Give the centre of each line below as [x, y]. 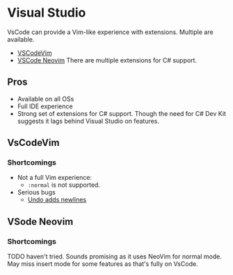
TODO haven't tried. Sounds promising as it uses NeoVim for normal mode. [115, 257]
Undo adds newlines [57, 200]
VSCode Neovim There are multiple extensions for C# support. [107, 60]
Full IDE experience [45, 106]
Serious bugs [36, 192]
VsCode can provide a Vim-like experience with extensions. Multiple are [110, 32]
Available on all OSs [46, 99]
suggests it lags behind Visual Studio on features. [88, 121]
